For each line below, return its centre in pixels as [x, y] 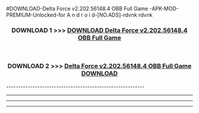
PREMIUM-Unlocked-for [36, 15]
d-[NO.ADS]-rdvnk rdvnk [122, 15]
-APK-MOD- [164, 9]
